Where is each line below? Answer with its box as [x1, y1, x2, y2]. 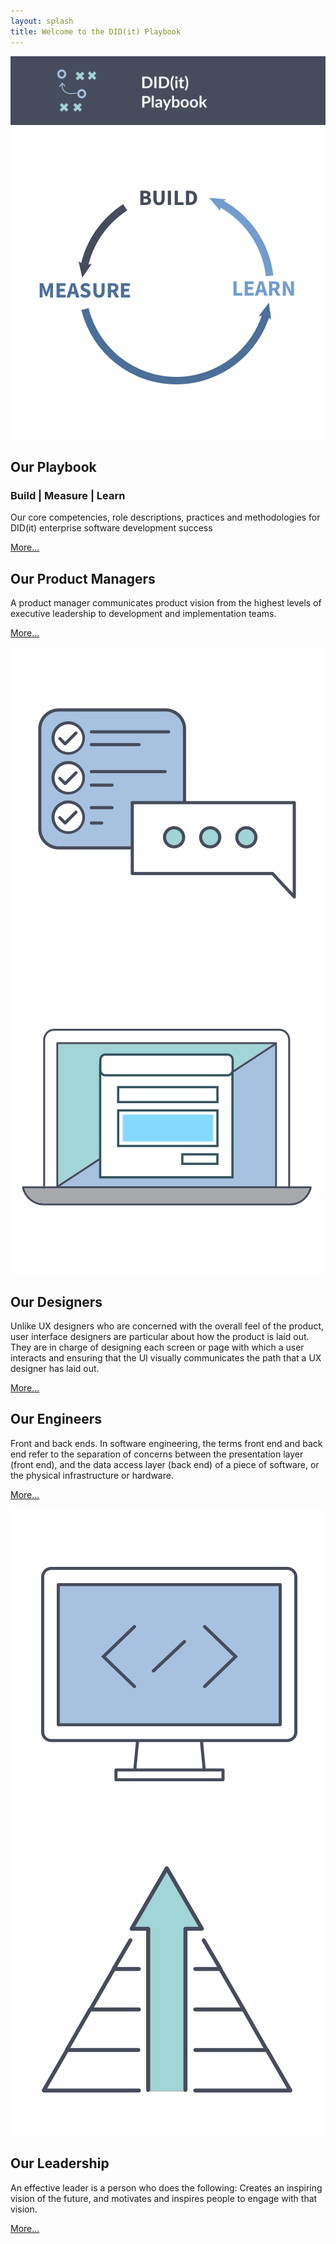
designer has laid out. [10, 1363, 100, 1375]
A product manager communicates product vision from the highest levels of [10, 597, 322, 609]
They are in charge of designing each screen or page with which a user [10, 1341, 305, 1354]
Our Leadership [10, 2155, 110, 2172]
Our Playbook [10, 459, 97, 476]
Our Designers [10, 1293, 103, 1310]
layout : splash [10, 16, 74, 26]
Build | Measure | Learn [10, 489, 126, 503]
